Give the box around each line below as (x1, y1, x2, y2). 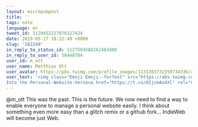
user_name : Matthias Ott (6, 63, 67, 69)
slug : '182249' (6, 42, 44, 48)
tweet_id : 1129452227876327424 (6, 31, 83, 36)
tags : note (6, 19, 33, 25)
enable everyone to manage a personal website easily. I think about (6, 102, 170, 109)
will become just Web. (6, 115, 60, 121)
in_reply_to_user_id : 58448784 (6, 52, 83, 58)
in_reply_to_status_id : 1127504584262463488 (6, 47, 117, 53)
